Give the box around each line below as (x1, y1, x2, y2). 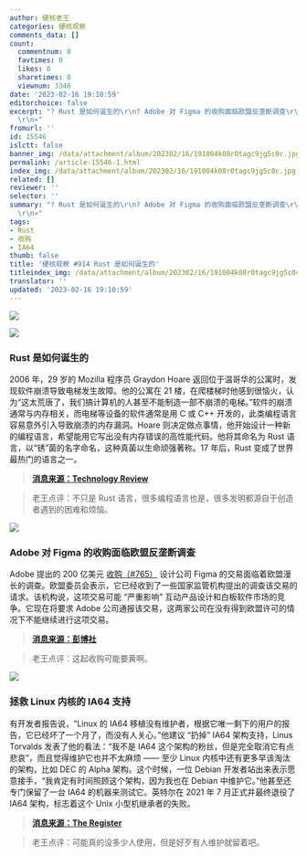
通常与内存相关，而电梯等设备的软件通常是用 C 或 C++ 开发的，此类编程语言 (9, 407, 297, 418)
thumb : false (9, 251, 59, 260)
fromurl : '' (9, 124, 55, 133)
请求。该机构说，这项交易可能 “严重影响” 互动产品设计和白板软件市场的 (9, 591, 278, 603)
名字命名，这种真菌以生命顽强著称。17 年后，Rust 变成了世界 (64, 442, 294, 453)
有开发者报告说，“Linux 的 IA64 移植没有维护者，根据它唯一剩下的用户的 (9, 718, 282, 729)
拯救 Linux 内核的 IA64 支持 (9, 695, 132, 708)
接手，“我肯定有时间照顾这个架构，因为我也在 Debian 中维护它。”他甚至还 (16, 775, 292, 786)
